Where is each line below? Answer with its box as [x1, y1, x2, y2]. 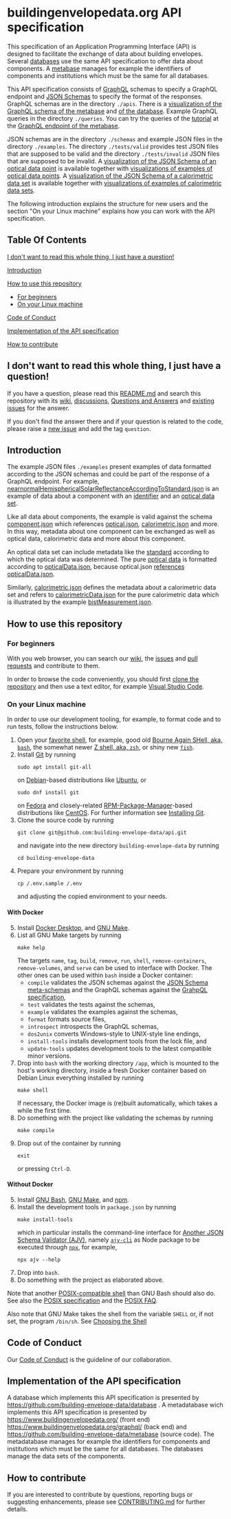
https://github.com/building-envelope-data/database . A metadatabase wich [7, 1401, 223, 1409]
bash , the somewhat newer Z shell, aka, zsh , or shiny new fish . [16, 743, 195, 752]
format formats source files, [27, 1015, 107, 1023]
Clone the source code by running [16, 816, 114, 825]
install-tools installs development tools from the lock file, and [27, 1036, 207, 1045]
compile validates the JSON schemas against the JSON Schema [27, 978, 208, 987]
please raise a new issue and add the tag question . [7, 424, 151, 432]
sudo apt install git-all [16, 764, 91, 771]
